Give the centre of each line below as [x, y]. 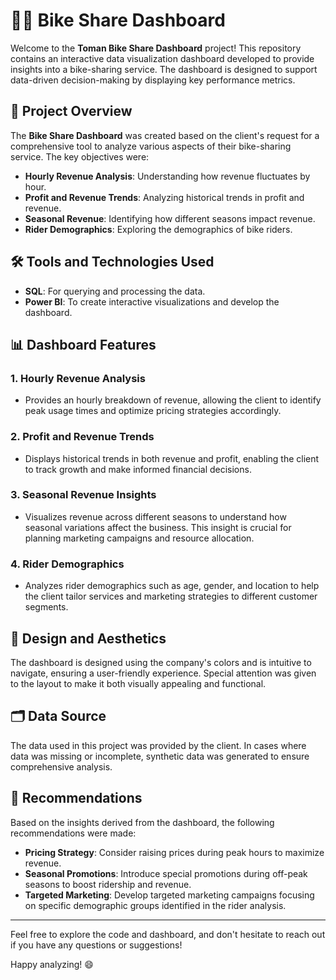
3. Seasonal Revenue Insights [83, 495]
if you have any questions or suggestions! [96, 945]
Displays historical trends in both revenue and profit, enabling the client [172, 458]
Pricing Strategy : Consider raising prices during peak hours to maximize [174, 852]
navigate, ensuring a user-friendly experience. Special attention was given [163, 673]
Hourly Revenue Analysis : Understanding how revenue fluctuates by [167, 176]
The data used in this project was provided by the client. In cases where [158, 745]
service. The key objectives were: [80, 156]
